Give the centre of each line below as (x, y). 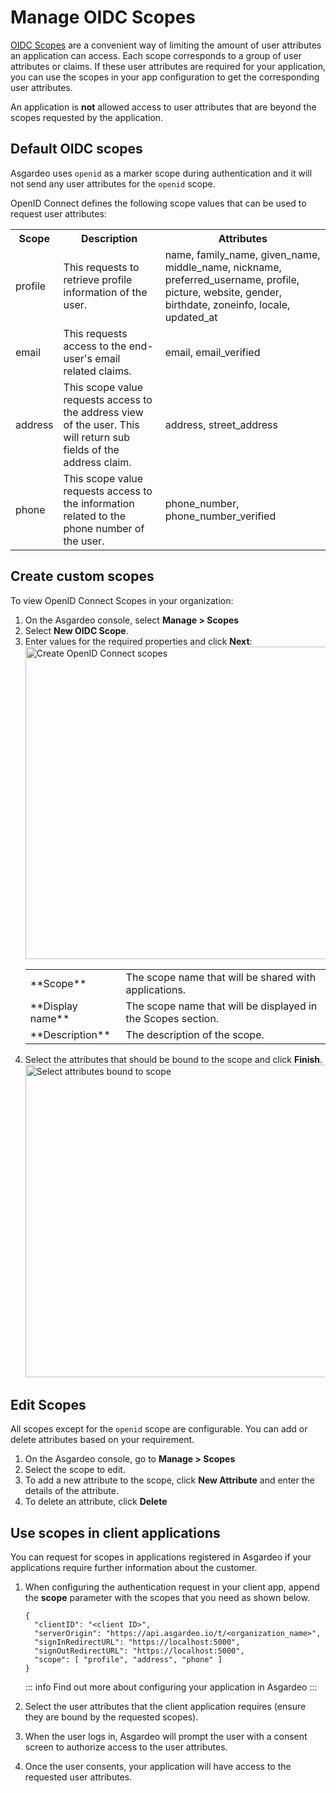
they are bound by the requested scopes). (111, 1717)
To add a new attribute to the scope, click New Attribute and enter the (169, 1480)
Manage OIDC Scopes (103, 17)
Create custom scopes (82, 576)
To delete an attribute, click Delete (96, 1502)
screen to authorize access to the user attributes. (126, 1747)
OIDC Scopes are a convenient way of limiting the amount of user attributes (166, 45)
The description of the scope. (195, 1034)
